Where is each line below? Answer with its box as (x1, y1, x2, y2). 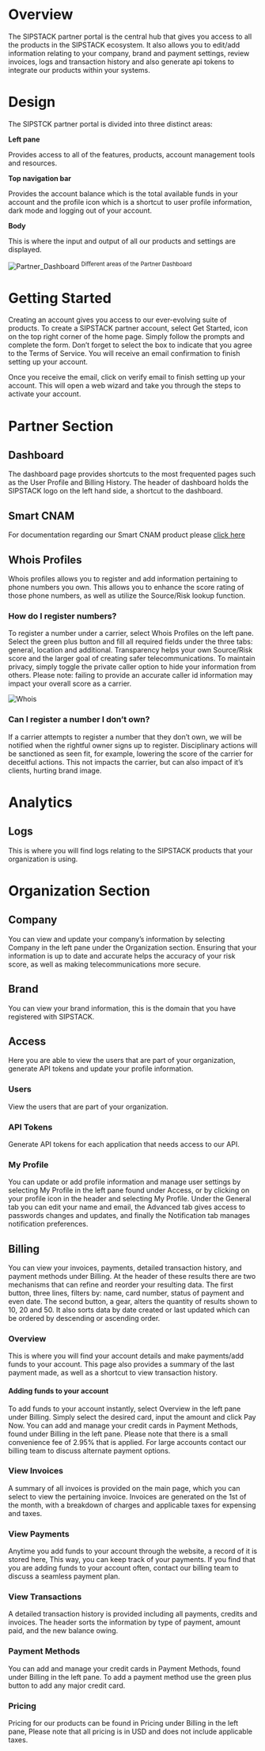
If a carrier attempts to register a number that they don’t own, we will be (8, 732, 243, 741)
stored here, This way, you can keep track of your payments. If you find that (8, 1555, 256, 1564)
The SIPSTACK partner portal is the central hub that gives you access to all (8, 32, 252, 41)
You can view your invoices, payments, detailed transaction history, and (8, 1263, 243, 1273)
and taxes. (8, 1508, 43, 1518)
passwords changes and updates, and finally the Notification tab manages (8, 1211, 251, 1220)
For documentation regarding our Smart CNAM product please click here (8, 530, 245, 539)
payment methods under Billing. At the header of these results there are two (8, 1272, 256, 1281)
